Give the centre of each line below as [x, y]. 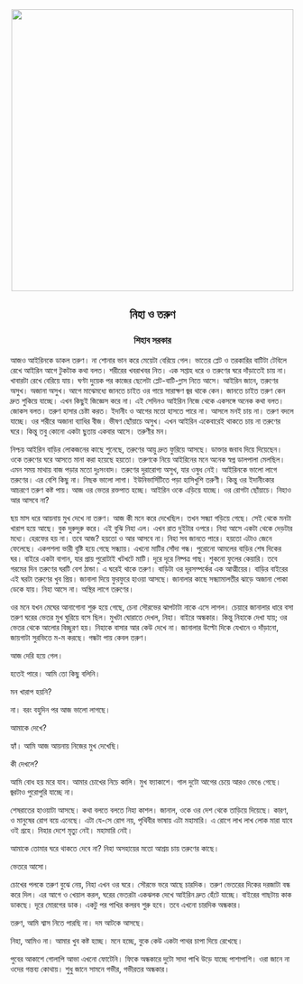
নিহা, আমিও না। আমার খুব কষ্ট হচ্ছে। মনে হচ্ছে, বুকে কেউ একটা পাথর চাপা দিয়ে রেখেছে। [127, 941]
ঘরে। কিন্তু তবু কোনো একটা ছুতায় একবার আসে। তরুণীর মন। [90, 431]
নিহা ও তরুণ [152, 315]
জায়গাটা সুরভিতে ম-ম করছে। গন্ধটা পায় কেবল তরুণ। [79, 637]
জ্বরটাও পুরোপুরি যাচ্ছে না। [43, 792]
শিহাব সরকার [152, 340]
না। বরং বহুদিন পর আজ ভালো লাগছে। [60, 709]
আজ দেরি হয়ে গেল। [37, 655]
